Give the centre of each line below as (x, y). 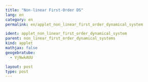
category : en (19, 19)
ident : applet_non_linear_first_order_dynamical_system (66, 34)
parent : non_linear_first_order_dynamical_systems (60, 38)
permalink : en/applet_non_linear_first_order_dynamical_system (74, 24)
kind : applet (19, 43)
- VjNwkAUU (22, 57)
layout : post (19, 67)
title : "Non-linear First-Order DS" (44, 10)
